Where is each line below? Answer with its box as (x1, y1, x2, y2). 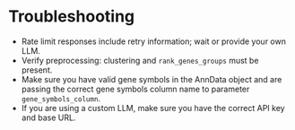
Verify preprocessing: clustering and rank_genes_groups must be (21, 55, 259, 65)
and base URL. (21, 112, 76, 123)
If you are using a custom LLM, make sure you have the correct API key (21, 102, 285, 113)
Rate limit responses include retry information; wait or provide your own (21, 36, 286, 47)
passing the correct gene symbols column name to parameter (21, 83, 250, 94)
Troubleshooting (8, 6, 135, 27)
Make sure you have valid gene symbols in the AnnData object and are (21, 74, 282, 84)
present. (21, 65, 53, 75)
